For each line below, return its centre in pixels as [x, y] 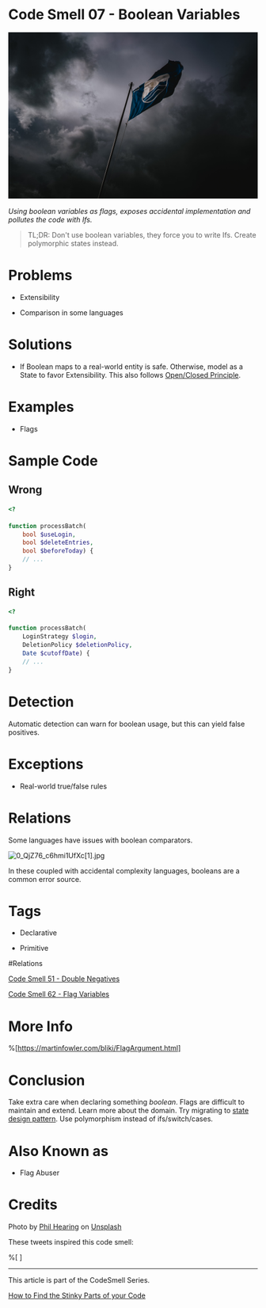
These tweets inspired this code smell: [71, 1242]
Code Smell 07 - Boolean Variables [124, 15]
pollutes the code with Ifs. [50, 220]
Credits [33, 1205]
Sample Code [53, 461]
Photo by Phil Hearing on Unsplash [65, 1227]
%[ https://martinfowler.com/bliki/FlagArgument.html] [95, 1048]
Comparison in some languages [72, 313]
